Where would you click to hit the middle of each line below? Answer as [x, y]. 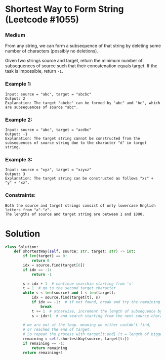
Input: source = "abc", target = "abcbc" [48, 94]
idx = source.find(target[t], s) [66, 298]
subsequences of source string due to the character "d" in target [76, 143]
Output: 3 [15, 174]
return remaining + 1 [43, 353]
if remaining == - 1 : [44, 343]
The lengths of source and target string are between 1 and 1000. [75, 214]
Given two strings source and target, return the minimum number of [74, 61]
